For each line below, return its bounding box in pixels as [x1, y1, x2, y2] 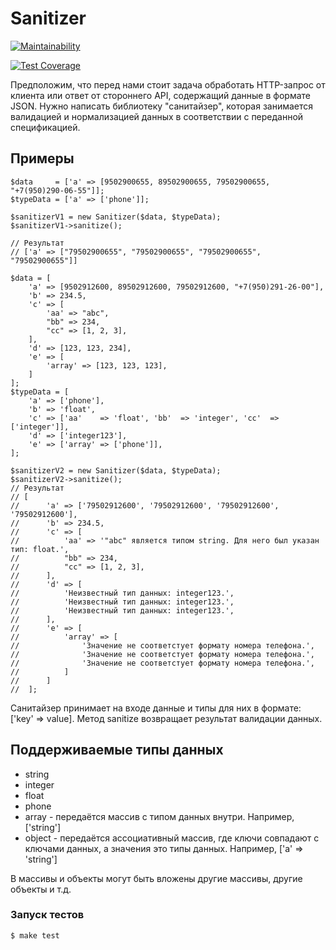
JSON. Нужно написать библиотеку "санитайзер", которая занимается [10, 100, 314, 112]
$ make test [10, 930, 60, 941]
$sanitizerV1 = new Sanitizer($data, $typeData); [10, 212, 222, 222]
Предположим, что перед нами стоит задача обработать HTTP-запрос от [10, 78, 326, 91]
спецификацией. [10, 121, 81, 133]
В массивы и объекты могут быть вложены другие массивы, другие [10, 872, 303, 884]
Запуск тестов [10, 908, 85, 922]
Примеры [10, 150, 75, 167]
